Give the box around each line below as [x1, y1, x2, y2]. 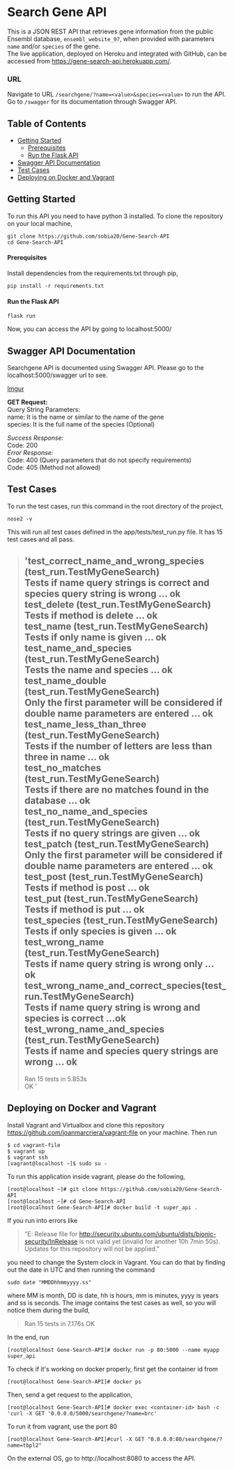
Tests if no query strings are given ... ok [24, 827, 201, 840]
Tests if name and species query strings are [24, 1045, 219, 1057]
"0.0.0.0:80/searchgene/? [147, 1436, 223, 1443]
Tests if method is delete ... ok [24, 610, 158, 622]
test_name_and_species [24, 643, 132, 654]
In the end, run [7, 1332, 49, 1341]
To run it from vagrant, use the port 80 [7, 1422, 118, 1431]
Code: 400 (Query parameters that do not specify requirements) [7, 456, 192, 464]
